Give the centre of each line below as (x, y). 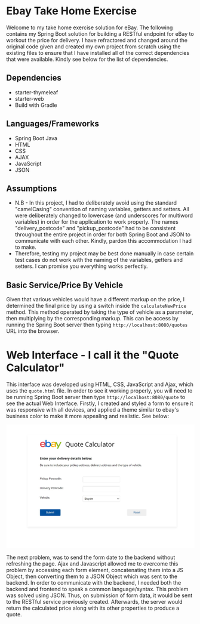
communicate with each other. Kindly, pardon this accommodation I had (103, 241)
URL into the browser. (33, 331)
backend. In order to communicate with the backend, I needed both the (94, 582)
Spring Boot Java (36, 138)
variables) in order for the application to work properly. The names (97, 222)
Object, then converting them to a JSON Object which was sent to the (92, 576)
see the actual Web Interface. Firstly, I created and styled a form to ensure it (100, 403)
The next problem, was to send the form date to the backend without (91, 557)
